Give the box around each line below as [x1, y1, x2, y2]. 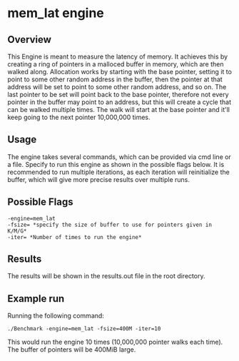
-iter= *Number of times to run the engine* [7, 233, 142, 240]
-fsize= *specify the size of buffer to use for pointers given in [7, 221, 213, 228]
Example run [7, 293, 65, 305]
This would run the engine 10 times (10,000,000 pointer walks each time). [7, 337, 223, 347]
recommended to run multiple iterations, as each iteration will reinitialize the [7, 168, 230, 176]
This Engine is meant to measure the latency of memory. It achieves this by [7, 52, 228, 61]
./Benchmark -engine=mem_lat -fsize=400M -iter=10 [7, 325, 161, 332]
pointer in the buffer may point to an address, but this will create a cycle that [7, 98, 232, 106]
